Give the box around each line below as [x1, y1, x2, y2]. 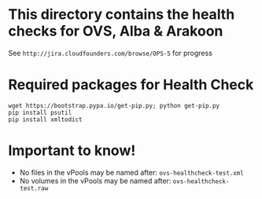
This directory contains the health [8, 6, 235, 24]
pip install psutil [8, 109, 72, 116]
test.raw [19, 184, 49, 192]
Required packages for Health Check [8, 76, 254, 94]
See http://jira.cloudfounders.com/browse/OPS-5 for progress [8, 48, 212, 57]
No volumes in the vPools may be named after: [19, 175, 172, 186]
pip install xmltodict [8, 116, 83, 123]
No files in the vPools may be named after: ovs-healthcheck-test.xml [19, 168, 244, 177]
